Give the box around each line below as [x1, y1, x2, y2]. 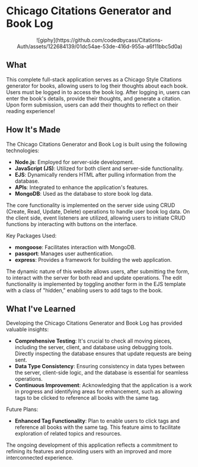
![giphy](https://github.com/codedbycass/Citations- [36, 36, 163, 43]
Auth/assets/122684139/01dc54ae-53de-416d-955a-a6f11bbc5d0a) [17, 43, 183, 50]
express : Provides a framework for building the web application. [14, 256, 172, 263]
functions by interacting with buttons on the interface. [6, 220, 138, 227]
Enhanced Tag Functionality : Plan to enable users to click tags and [14, 418, 180, 425]
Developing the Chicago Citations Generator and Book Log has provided [6, 319, 183, 327]
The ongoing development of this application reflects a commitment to [6, 441, 178, 449]
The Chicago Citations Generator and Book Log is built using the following [6, 140, 187, 148]
